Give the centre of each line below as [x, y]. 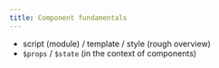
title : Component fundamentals [68, 18]
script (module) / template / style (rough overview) [116, 44]
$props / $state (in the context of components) [109, 53]
